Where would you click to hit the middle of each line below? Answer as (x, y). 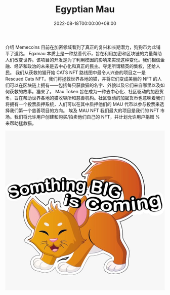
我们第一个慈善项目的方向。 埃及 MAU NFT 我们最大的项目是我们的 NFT (84, 110)
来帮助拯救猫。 (21, 123)
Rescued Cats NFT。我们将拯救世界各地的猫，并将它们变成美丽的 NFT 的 (81, 79)
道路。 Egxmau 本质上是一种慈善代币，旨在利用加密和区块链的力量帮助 (88, 53)
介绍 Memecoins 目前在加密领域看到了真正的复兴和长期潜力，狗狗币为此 (81, 47)
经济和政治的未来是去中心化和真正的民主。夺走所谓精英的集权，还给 (85, 66)
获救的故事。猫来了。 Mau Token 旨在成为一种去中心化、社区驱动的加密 (84, 91)
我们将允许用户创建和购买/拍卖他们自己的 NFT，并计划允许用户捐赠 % (87, 117)
